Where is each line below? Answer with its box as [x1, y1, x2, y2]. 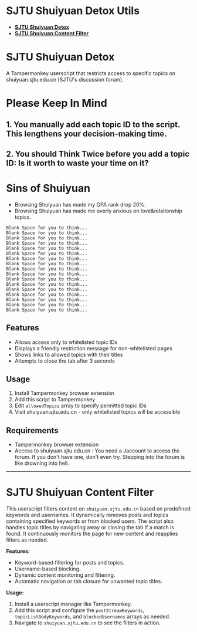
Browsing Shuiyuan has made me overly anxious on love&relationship [14, 207, 183, 214]
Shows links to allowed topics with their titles [14, 351, 123, 358]
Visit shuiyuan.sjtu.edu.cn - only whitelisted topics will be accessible [14, 408, 181, 415]
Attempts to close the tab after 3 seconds [14, 357, 116, 364]
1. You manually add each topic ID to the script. [6, 120, 181, 130]
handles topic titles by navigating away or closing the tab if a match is [6, 524, 175, 531]
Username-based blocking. [14, 565, 81, 573]
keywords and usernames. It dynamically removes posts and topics [6, 512, 169, 519]
